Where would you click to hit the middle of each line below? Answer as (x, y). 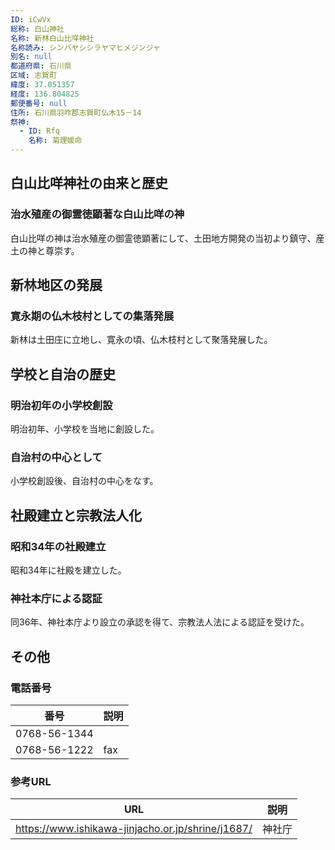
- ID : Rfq (39, 131)
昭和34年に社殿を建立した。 (68, 570)
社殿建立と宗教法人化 (76, 515)
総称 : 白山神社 (37, 29)
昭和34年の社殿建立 (58, 546)
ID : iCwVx (31, 19)
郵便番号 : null (39, 103)
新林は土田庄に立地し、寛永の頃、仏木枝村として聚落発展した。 (141, 340)
